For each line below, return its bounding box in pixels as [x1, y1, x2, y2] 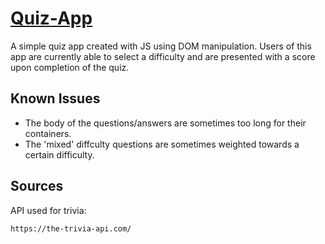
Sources [10, 178, 64, 195]
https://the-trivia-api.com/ [10, 223, 132, 234]
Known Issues [10, 90, 101, 107]
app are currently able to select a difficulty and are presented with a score [10, 50, 316, 62]
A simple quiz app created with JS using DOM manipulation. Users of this [10, 40, 312, 52]
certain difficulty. [24, 148, 95, 161]
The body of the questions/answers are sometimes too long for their [24, 117, 307, 129]
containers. [24, 127, 72, 139]
